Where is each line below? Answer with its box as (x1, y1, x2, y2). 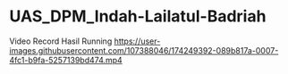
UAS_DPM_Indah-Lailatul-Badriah (9, 6, 267, 27)
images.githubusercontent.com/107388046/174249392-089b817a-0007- (9, 45, 279, 55)
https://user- (114, 36, 161, 46)
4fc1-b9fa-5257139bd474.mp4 (9, 54, 123, 65)
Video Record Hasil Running (9, 36, 113, 46)
